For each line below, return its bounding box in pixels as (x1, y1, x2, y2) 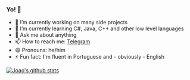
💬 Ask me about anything (14, 31, 77, 39)
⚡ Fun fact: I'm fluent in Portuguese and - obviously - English (14, 53, 165, 60)
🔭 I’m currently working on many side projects (14, 19, 128, 26)
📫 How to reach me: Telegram (14, 38, 91, 45)
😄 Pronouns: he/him (14, 47, 66, 54)
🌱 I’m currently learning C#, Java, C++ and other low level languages (14, 25, 184, 32)
